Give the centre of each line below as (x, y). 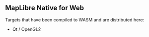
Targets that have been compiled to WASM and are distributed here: (75, 19)
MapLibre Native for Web (45, 8)
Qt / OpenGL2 (27, 29)
